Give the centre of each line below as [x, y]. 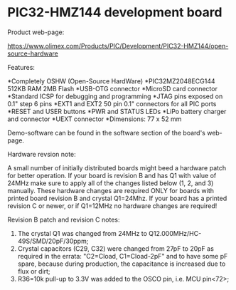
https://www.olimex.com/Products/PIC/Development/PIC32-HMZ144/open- [118, 46]
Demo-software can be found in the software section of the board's [107, 133]
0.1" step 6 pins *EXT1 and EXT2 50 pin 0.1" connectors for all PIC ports [112, 103]
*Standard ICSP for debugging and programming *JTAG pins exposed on [115, 96]
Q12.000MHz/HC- [175, 233]
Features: [21, 67]
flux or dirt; [34, 271]
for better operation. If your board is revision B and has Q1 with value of [112, 175]
